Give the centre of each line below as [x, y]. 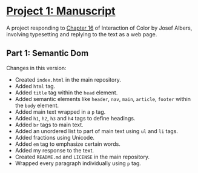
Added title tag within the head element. [66, 93]
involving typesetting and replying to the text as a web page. [82, 34]
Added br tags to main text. [49, 125]
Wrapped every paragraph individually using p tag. [78, 163]
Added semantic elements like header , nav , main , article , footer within [103, 99]
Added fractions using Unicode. [55, 137]
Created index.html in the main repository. [68, 79]
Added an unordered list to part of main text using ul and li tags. [97, 131]
